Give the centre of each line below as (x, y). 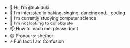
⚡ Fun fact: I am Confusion (37, 41)
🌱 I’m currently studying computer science (53, 18)
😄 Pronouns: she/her (31, 36)
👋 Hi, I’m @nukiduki (30, 8)
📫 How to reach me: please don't (44, 29)
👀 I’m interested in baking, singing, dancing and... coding (67, 13)
